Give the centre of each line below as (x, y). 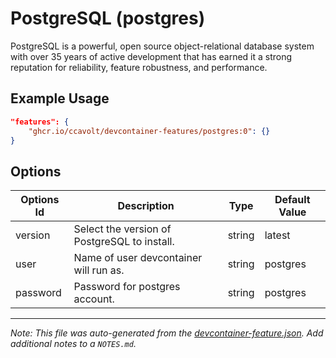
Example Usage (60, 98)
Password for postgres (127, 287)
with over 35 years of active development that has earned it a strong (151, 56)
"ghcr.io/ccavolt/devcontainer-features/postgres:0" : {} (149, 131)
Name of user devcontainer (138, 258)
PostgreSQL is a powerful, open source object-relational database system (162, 46)
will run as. (99, 270)
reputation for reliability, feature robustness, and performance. (139, 67)
